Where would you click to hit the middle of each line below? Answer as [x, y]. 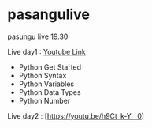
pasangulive [48, 15]
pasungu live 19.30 [38, 36]
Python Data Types [50, 92]
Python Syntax [43, 75]
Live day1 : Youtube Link [46, 51]
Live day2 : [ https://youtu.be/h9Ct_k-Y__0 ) [76, 115]
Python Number [44, 100]
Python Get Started [50, 67]
